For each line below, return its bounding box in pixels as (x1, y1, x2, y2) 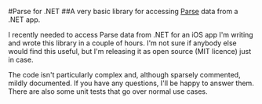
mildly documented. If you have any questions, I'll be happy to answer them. (8, 78, 255, 88)
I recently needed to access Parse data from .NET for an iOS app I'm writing (8, 30, 253, 39)
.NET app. (8, 15, 41, 24)
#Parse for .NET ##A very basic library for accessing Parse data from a (8, 7, 238, 16)
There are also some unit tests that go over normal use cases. (8, 87, 208, 96)
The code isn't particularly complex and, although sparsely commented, (8, 70, 241, 79)
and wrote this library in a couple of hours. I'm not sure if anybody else (8, 38, 237, 48)
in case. (8, 55, 34, 64)
